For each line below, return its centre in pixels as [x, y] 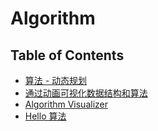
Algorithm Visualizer [66, 104]
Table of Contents [67, 55]
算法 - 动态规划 [56, 80]
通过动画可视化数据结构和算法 [86, 93]
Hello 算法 [45, 116]
